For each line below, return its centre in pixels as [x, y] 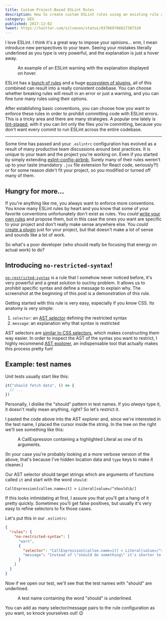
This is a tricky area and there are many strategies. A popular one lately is [80, 119]
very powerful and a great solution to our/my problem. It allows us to [75, 283]
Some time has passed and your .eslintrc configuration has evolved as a [81, 144]
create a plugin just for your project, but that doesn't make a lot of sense [79, 229]
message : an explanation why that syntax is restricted [66, 323]
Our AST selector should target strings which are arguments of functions [80, 474]
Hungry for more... [35, 191]
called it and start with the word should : [46, 480]
